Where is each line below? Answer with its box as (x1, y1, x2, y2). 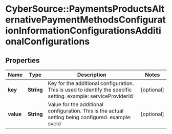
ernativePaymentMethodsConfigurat (5, 14, 166, 26)
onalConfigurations (5, 36, 90, 48)
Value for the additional (48, 101, 104, 108)
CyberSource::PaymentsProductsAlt (5, 3, 165, 15)
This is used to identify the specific (48, 86, 132, 93)
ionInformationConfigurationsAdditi (5, 25, 161, 36)
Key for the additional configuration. (48, 80, 134, 87)
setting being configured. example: (48, 114, 132, 121)
